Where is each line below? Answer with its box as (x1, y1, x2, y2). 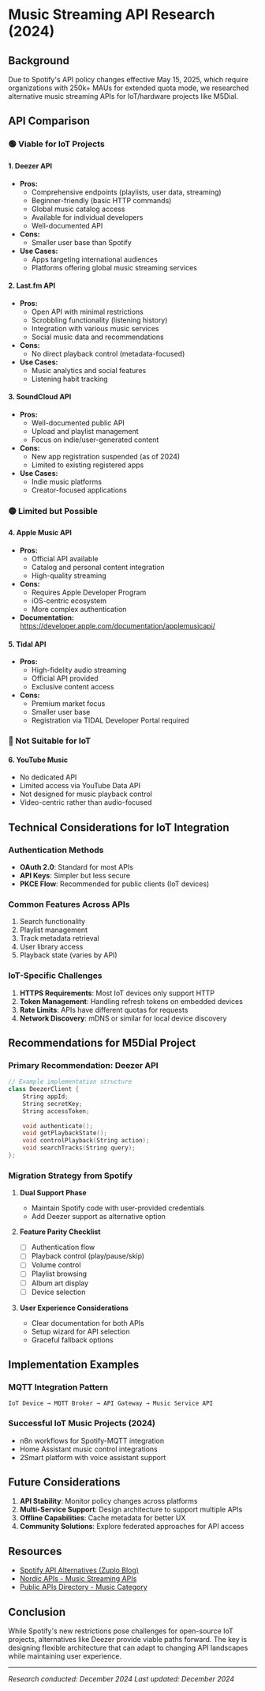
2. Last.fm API (8, 281, 56, 290)
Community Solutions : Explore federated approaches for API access (19, 1522, 244, 1531)
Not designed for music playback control (19, 789, 152, 799)
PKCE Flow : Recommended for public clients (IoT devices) (19, 879, 210, 889)
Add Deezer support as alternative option (31, 1212, 166, 1221)
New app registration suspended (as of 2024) (31, 451, 181, 461)
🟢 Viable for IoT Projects (8, 138, 105, 149)
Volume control (31, 1260, 81, 1270)
